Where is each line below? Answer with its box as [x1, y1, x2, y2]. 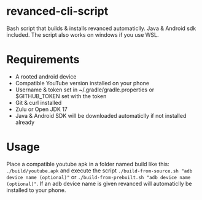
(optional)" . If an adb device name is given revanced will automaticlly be [6, 180, 192, 187]
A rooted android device [15, 72, 77, 80]
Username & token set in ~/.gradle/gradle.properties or [15, 86, 155, 93]
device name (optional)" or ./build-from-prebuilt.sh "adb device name [6, 173, 191, 180]
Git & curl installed [15, 99, 62, 106]
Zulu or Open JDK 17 [15, 106, 68, 113]
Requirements [6, 53, 80, 67]
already [15, 118, 35, 126]
